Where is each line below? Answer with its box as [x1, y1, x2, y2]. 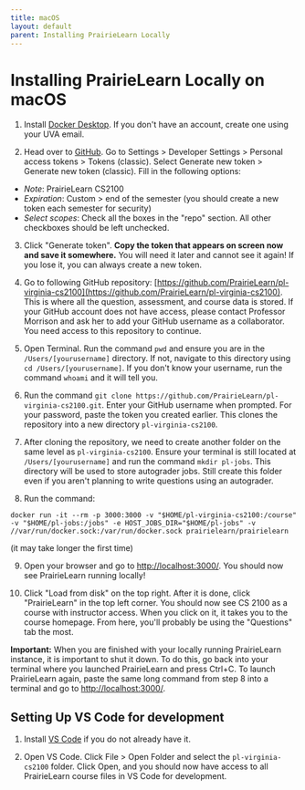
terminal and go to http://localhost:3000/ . [10, 683, 166, 694]
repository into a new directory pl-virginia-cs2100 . [23, 419, 218, 430]
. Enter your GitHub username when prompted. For [100, 400, 292, 411]
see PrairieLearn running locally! [23, 570, 146, 581]
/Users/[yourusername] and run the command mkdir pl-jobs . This [23, 456, 272, 467]
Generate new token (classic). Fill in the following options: [23, 166, 241, 177]
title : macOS [10, 13, 60, 23]
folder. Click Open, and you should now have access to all [50, 761, 268, 772]
